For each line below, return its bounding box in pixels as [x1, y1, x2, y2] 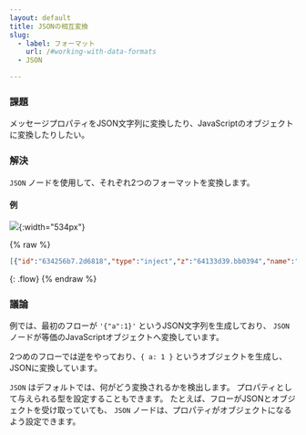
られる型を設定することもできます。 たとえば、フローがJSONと [33, 393, 272, 404]
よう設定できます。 [9, 416, 81, 427]
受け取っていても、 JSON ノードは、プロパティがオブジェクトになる [40, 404, 292, 415]
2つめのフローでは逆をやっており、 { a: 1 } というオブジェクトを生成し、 [9, 350, 288, 361]
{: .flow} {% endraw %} [9, 273, 97, 284]
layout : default [9, 13, 71, 23]
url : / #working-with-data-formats [25, 47, 157, 57]
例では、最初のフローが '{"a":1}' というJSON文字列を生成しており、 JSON [9, 320, 290, 331]
